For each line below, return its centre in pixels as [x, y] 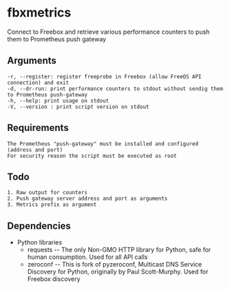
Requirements [38, 128]
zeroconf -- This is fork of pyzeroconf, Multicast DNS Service [115, 265]
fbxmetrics [39, 13]
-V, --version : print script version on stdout [78, 107]
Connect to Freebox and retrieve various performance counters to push [108, 32]
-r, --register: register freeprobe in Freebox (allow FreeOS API [104, 76]
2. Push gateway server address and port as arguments [87, 199]
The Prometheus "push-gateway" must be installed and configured [103, 144]
